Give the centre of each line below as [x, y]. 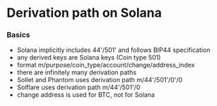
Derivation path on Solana [84, 13]
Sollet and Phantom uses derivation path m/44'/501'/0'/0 [100, 80]
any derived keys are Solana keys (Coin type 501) [89, 58]
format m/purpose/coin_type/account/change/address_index [106, 65]
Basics [18, 35]
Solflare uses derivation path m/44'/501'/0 [78, 87]
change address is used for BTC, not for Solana [86, 95]
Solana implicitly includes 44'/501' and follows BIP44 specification [113, 50]
